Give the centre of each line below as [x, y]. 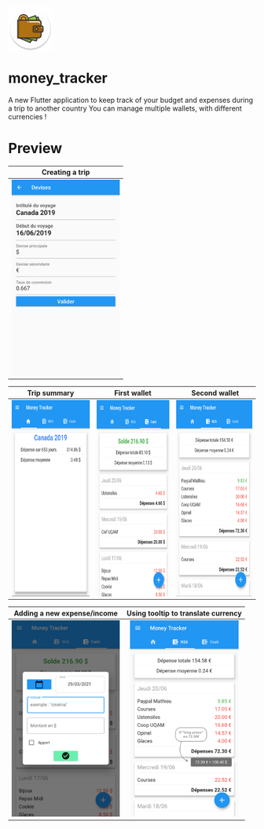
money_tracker [58, 78]
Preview [35, 149]
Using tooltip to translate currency [184, 613]
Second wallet [215, 393]
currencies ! [27, 116]
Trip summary [51, 393]
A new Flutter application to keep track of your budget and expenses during [131, 100]
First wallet [133, 393]
